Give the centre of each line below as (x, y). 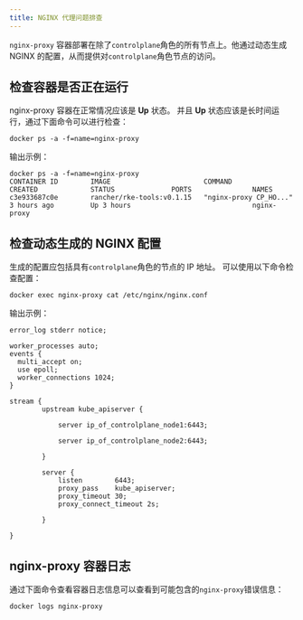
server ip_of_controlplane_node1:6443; (133, 426)
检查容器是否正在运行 (69, 87)
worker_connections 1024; (66, 378)
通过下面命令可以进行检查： (76, 122)
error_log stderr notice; (58, 331)
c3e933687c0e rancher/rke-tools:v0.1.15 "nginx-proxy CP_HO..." (151, 198)
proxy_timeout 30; (92, 497)
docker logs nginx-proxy (56, 606)
